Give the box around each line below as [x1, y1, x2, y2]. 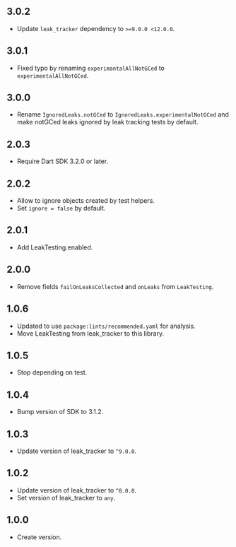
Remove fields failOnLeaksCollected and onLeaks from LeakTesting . [16, 282, 214, 290]
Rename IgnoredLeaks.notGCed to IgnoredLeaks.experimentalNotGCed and [16, 110, 229, 119]
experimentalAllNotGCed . [16, 71, 89, 80]
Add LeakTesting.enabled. [16, 243, 93, 252]
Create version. [16, 533, 62, 541]
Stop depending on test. [16, 368, 88, 377]
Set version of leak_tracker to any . [16, 493, 116, 502]
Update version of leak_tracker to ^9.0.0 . [16, 447, 137, 455]
